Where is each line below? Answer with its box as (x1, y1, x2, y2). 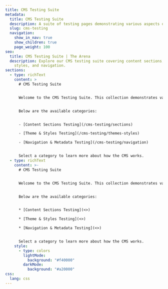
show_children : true (14, 40, 57, 45)
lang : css (9, 276, 30, 281)
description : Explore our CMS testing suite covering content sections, (9, 58, 164, 63)
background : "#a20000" (27, 267, 75, 272)
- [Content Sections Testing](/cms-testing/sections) (18, 122, 133, 127)
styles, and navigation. (14, 63, 66, 68)
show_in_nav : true (14, 35, 52, 40)
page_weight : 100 (14, 44, 50, 49)
